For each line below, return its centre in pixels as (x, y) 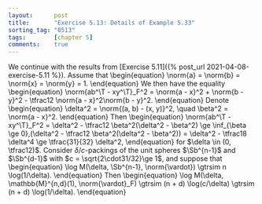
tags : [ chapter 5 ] (50, 37)
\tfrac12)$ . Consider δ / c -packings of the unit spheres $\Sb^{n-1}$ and (122, 151)
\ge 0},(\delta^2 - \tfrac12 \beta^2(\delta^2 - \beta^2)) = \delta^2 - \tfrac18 (128, 133)
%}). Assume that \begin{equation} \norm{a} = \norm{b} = (146, 75)
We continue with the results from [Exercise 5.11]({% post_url (107, 67)
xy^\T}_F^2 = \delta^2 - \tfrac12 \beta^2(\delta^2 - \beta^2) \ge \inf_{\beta (127, 126)
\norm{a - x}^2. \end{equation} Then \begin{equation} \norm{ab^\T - (120, 117)
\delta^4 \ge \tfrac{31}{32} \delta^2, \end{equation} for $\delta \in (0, (120, 142)
